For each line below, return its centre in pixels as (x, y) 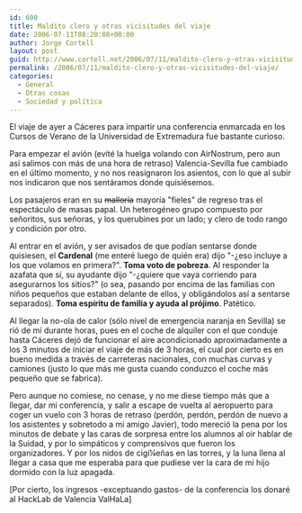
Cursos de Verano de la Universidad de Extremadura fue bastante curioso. (147, 137)
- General (36, 85)
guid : (19, 59)
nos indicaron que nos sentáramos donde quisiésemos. (112, 183)
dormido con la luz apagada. (62, 472)
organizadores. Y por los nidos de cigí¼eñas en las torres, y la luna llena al (147, 453)
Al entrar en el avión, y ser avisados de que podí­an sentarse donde (133, 246)
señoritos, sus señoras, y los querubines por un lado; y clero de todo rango (148, 219)
